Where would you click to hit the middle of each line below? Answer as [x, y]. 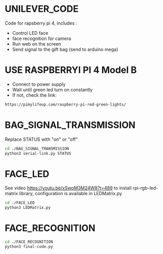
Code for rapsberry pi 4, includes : [41, 23]
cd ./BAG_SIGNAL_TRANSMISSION [37, 149]
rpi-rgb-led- [145, 188]
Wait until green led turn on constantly [52, 90]
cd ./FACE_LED [20, 203]
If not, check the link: [34, 95]
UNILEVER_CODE [42, 9]
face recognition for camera [42, 38]
